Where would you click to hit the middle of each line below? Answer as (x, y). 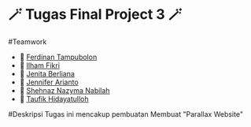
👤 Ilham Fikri (40, 65)
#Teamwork (28, 41)
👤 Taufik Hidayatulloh (54, 99)
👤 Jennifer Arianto (49, 82)
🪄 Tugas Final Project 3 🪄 (95, 15)
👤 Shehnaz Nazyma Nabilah (65, 90)
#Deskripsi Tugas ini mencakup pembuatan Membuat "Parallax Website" (126, 114)
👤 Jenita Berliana (47, 73)
